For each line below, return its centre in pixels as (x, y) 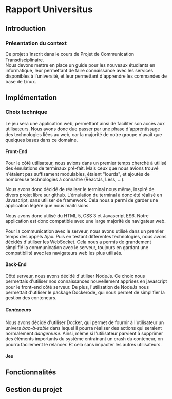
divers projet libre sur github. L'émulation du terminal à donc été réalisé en (84, 195)
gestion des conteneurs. (31, 298)
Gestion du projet (34, 389)
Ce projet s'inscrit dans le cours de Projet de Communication (70, 54)
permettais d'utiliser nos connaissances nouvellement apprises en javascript (86, 281)
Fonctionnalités (31, 372)
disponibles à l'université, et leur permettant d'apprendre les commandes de (86, 76)
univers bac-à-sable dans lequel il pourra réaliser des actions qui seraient (84, 328)
